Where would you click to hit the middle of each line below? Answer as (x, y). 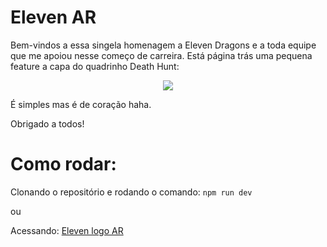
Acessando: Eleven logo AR (67, 230)
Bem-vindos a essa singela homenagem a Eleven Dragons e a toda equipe (163, 45)
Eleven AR (53, 17)
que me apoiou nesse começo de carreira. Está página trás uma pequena (161, 55)
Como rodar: (63, 164)
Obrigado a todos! (47, 123)
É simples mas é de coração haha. (81, 104)
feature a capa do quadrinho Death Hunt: (95, 66)
